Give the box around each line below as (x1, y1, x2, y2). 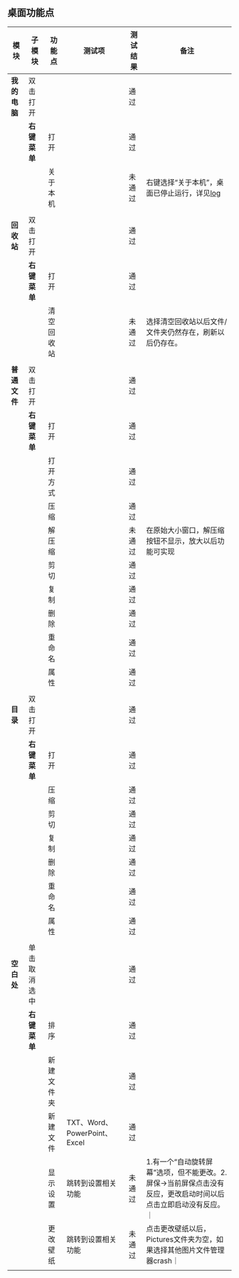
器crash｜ (145, 1255, 179, 1265)
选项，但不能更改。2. (156, 1167, 228, 1177)
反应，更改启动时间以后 (145, 1189, 225, 1199)
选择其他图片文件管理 (152, 1244, 225, 1254)
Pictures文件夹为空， (145, 1234, 217, 1244)
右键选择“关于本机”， (145, 177, 217, 187)
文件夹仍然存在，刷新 (145, 327, 218, 337)
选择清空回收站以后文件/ (145, 316, 228, 326)
